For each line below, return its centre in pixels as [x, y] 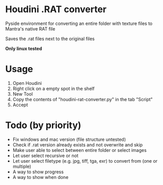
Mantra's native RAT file [30, 28]
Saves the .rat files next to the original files [50, 39]
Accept [20, 105]
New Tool [23, 94]
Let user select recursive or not [46, 156]
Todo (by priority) [43, 125]
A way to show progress [38, 172]
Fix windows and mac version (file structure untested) [69, 139]
